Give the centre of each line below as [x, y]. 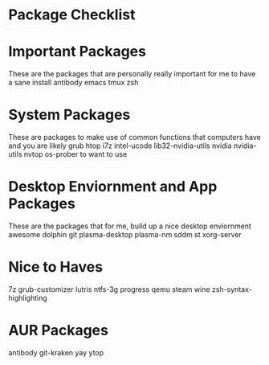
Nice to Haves [55, 267]
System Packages [69, 115]
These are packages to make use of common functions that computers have [134, 137]
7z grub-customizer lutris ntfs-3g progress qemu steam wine [109, 289]
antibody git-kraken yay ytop [56, 352]
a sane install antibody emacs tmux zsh [73, 83]
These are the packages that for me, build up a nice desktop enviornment [130, 226]
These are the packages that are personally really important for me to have [132, 74]
